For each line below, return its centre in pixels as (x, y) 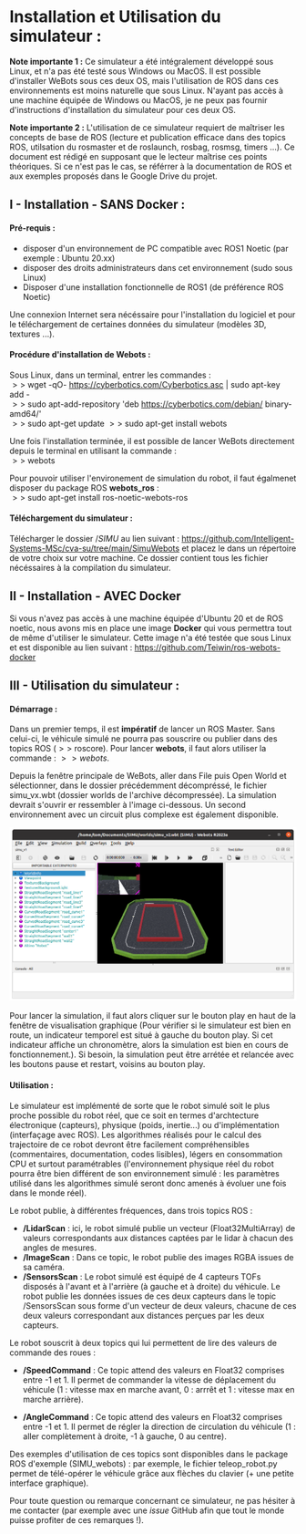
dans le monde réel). (48, 1193)
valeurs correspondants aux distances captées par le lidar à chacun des (158, 1238)
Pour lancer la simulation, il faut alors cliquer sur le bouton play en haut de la (153, 1016)
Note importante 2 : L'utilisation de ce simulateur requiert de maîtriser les (147, 127)
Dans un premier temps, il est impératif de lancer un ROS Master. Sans (143, 729)
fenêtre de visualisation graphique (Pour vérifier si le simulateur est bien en (150, 1026)
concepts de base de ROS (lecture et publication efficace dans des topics (148, 137)
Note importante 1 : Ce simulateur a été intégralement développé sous (142, 61)
